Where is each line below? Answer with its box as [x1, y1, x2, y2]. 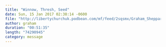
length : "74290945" [5, 30, 45, 35]
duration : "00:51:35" [5, 25, 50, 30]
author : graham [5, 21, 37, 26]
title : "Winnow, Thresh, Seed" [5, 7, 70, 12]
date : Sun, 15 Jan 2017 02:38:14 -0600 [5, 12, 87, 17]
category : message [5, 35, 43, 40]
